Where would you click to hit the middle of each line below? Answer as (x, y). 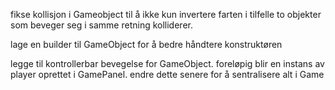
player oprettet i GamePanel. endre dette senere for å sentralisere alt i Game (167, 74)
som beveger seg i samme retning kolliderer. (101, 25)
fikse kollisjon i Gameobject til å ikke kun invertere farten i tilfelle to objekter (166, 14)
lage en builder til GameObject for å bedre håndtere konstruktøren (146, 44)
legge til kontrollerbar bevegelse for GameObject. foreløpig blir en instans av (167, 63)
